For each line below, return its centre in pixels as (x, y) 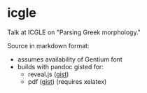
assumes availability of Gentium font (70, 59)
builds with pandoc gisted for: (60, 66)
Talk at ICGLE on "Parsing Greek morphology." (74, 32)
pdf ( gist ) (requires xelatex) (67, 81)
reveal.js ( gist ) (48, 74)
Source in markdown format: (48, 45)
